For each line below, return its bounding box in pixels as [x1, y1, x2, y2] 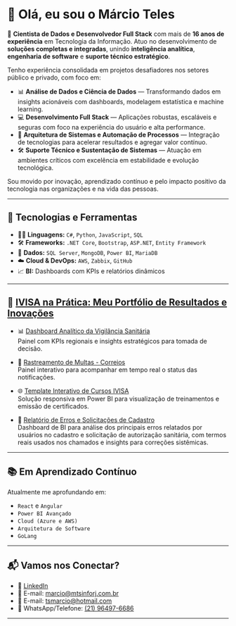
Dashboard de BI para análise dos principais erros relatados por [17, 422, 202, 432]
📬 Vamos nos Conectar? [7, 559, 120, 571]
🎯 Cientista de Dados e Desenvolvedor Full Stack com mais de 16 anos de [7, 30, 225, 38]
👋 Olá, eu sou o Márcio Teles [7, 6, 176, 23]
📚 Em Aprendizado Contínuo [7, 465, 137, 477]
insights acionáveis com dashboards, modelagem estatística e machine [17, 97, 224, 106]
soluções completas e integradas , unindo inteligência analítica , [7, 44, 195, 53]
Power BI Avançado [17, 511, 72, 518]
